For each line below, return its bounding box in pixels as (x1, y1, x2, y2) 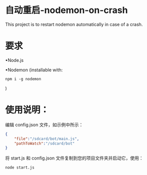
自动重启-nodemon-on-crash (5, 4, 128, 16)
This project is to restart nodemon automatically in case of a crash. (5, 21, 143, 27)
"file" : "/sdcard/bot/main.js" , (14, 136, 79, 141)
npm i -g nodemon (5, 76, 41, 81)
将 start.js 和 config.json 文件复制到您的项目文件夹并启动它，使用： (5, 155, 143, 161)
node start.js (5, 165, 35, 170)
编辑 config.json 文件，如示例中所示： (5, 122, 83, 128)
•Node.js (5, 57, 24, 63)
